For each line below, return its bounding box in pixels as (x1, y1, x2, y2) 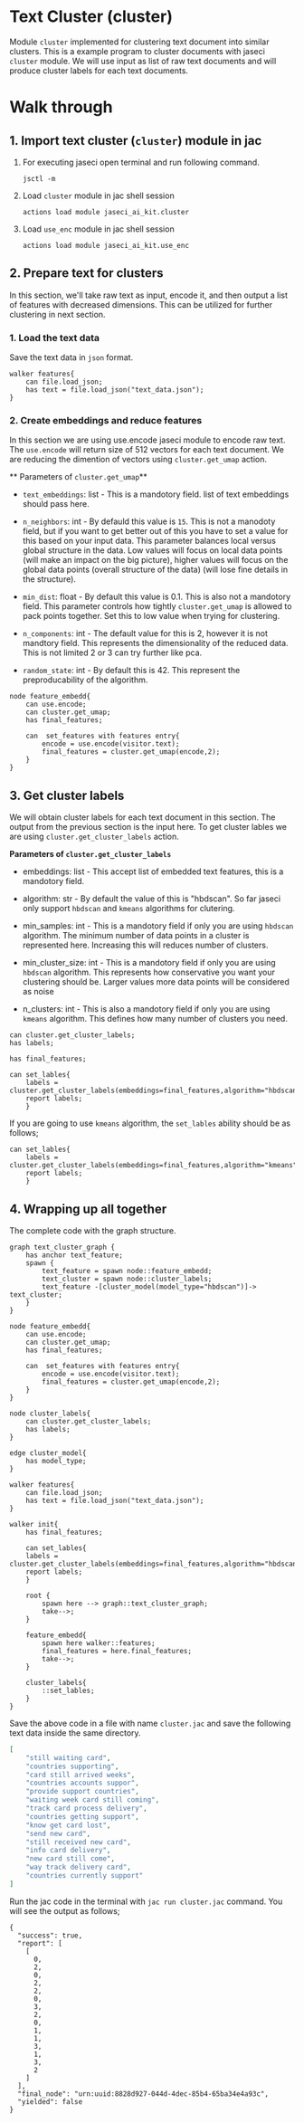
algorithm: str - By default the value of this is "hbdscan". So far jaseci (22, 893, 281, 904)
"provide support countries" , (25, 1787, 140, 1796)
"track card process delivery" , (25, 1804, 147, 1814)
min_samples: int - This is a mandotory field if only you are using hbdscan (22, 920, 294, 931)
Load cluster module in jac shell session (22, 190, 175, 201)
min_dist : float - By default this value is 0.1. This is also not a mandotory (22, 591, 291, 603)
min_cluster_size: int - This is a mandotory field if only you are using (22, 957, 276, 968)
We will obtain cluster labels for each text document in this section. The (9, 812, 276, 823)
